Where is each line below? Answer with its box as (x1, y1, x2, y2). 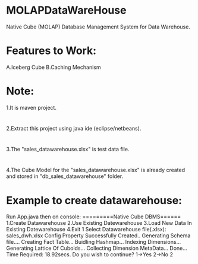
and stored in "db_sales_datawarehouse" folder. (6, 173, 124, 180)
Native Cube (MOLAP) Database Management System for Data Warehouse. (6, 23, 190, 30)
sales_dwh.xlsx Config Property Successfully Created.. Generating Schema (6, 232, 191, 239)
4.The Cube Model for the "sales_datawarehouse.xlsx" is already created (6, 167, 186, 174)
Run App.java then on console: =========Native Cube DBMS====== (6, 213, 181, 220)
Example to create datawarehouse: (6, 193, 183, 207)
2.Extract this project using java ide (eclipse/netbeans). (6, 125, 142, 132)
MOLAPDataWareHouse (6, 4, 127, 17)
